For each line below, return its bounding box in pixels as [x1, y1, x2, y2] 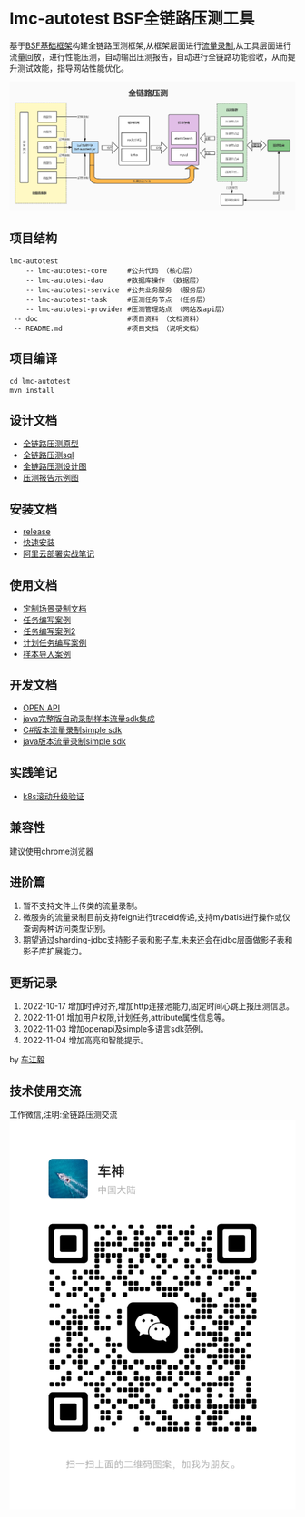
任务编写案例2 [22, 626, 76, 637]
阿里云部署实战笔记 [22, 548, 95, 559]
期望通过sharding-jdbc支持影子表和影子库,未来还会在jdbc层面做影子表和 [22, 935, 293, 945]
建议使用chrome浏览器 [9, 846, 94, 856]
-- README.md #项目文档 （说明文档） [13, 324, 203, 333]
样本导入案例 [22, 649, 71, 660]
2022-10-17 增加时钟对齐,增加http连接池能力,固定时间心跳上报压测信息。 [22, 1001, 295, 1012]
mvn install [9, 386, 54, 395]
